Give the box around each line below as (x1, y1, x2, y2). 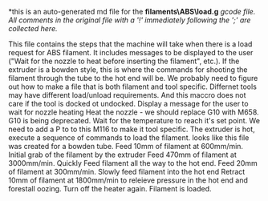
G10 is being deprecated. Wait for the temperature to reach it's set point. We (8, 116, 261, 125)
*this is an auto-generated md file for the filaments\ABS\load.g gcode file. (8, 7, 256, 16)
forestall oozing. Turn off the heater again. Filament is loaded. (8, 184, 212, 193)
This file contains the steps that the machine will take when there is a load (8, 39, 253, 49)
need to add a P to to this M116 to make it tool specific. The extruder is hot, (8, 124, 255, 134)
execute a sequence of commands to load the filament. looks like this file (8, 133, 250, 143)
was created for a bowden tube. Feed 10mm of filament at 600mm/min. (8, 142, 243, 151)
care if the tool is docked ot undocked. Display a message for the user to (8, 99, 249, 108)
